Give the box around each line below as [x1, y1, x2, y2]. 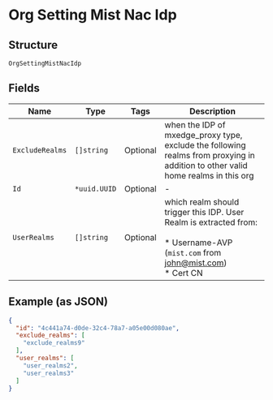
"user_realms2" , [23, 361, 79, 370]
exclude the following [164, 140, 246, 151]
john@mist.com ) [164, 257, 227, 269]
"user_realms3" [23, 369, 75, 377]
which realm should [164, 196, 240, 208]
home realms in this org [164, 170, 254, 181]
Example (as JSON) [8, 295, 108, 309]
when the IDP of [164, 119, 226, 131]
